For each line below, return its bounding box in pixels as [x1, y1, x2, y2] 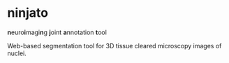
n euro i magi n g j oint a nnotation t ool [7, 28, 107, 36]
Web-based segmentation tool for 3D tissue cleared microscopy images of [7, 41, 222, 50]
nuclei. [7, 49, 27, 57]
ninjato [7, 5, 49, 21]
